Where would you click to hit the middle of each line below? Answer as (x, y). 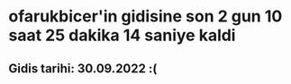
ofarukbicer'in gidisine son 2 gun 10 (145, 17)
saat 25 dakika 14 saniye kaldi (122, 35)
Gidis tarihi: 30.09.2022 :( (83, 68)
